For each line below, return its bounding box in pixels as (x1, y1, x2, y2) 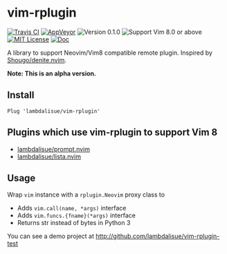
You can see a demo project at (7, 232, 95, 240)
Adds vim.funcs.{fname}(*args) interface (17, 211, 136, 219)
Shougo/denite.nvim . (7, 55, 67, 64)
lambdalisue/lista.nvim (17, 152, 82, 161)
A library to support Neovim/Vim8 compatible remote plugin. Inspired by (7, 48, 213, 57)
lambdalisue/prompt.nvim (17, 145, 91, 153)
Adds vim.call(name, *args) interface (17, 204, 127, 212)
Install (7, 89, 35, 101)
